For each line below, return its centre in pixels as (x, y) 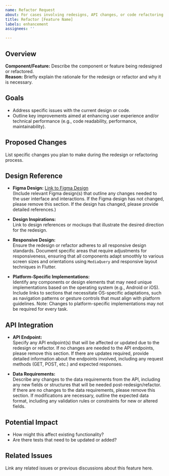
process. (14, 160)
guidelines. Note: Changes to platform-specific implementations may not (88, 304)
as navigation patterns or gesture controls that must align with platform (86, 298)
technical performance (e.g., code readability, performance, (75, 121)
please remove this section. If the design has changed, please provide (86, 204)
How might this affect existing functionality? (58, 434)
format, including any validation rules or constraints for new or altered (85, 401)
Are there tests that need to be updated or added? (65, 440)
